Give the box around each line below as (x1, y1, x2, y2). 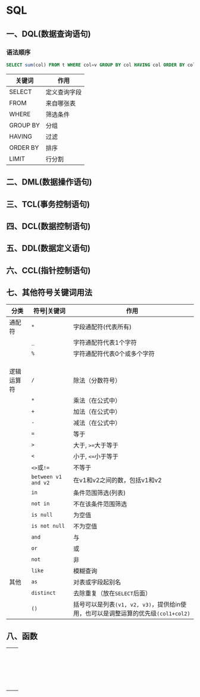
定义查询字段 (45, 87, 82, 96)
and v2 (31, 479, 50, 486)
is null (31, 511, 53, 518)
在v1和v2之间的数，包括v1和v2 (73, 476, 162, 484)
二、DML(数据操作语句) (6, 177, 92, 187)
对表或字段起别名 (73, 578, 121, 586)
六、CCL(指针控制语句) (6, 265, 91, 276)
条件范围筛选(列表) (73, 489, 126, 497)
